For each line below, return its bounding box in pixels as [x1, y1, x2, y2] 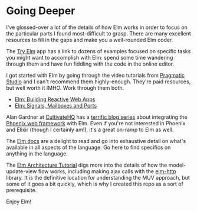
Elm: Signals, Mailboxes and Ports [14, 102, 97, 109]
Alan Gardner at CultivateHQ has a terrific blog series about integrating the [6, 113, 188, 121]
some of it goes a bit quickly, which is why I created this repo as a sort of [6, 180, 184, 187]
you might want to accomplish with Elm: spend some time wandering [6, 54, 173, 61]
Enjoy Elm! [6, 198, 32, 205]
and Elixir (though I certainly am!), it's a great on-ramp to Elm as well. [6, 126, 174, 133]
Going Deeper [6, 4, 75, 18]
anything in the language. [6, 150, 68, 157]
